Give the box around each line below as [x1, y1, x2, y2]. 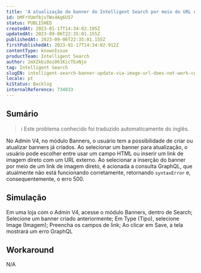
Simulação [6, 193, 47, 203]
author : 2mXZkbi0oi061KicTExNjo [6, 59, 87, 65]
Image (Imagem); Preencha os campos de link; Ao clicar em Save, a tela [6, 221, 184, 228]
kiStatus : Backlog [6, 81, 52, 87]
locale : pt [6, 75, 33, 81]
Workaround [6, 245, 54, 255]
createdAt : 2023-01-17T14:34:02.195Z [6, 25, 100, 32]
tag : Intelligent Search [6, 64, 68, 71]
